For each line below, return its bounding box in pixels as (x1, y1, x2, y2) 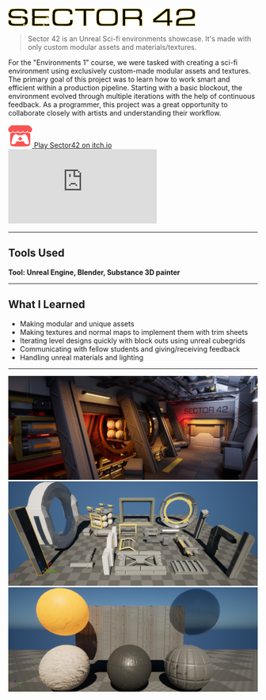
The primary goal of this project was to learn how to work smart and (8, 74, 230, 84)
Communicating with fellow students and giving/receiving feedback (19, 344, 241, 353)
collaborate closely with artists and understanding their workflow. (8, 108, 222, 117)
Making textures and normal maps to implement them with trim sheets (19, 327, 249, 337)
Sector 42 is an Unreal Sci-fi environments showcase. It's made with (27, 34, 252, 44)
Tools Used (8, 246, 65, 260)
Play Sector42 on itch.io (33, 140, 112, 150)
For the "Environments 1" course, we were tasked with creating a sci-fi (8, 58, 238, 67)
